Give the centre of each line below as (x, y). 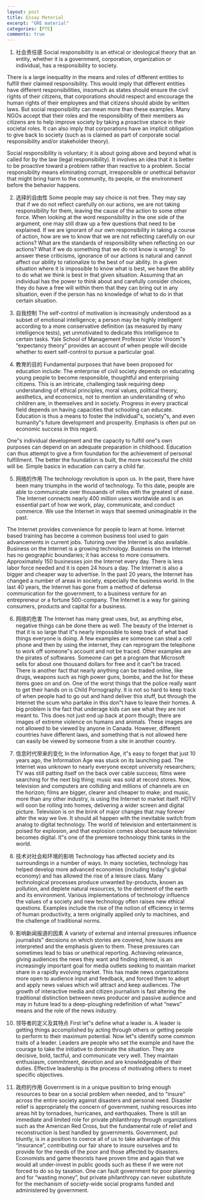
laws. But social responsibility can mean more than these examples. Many (98, 109)
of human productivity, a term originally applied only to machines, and (102, 914)
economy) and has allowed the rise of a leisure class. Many (89, 876)
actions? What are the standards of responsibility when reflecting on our (105, 243)
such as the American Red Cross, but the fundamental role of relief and (104, 1126)
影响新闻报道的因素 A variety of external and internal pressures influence (106, 933)
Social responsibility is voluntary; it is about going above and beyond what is (102, 153)
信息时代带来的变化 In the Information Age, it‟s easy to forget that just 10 (105, 754)
